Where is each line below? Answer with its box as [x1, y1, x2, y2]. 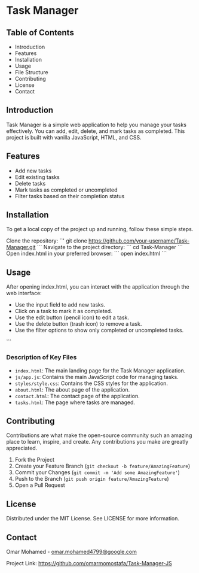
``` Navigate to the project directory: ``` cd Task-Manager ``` [36, 244, 183, 251]
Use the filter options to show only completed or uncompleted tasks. [14, 327, 184, 334]
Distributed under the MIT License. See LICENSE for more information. [6, 515, 180, 522]
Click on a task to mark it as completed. [14, 308, 112, 315]
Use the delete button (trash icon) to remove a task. [14, 320, 142, 328]
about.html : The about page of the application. [14, 386, 130, 393]
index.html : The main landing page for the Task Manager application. [14, 366, 186, 374]
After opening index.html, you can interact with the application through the [6, 283, 189, 290]
